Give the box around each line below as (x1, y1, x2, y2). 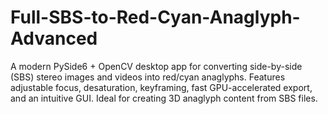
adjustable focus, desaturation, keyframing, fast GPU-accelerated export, (10, 81, 313, 93)
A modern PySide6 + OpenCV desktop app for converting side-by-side (10, 60, 303, 72)
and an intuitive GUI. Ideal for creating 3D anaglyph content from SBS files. (10, 92, 318, 104)
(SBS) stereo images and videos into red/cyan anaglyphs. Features (10, 71, 286, 83)
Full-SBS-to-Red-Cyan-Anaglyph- (10, 6, 301, 29)
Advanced (10, 27, 98, 50)
